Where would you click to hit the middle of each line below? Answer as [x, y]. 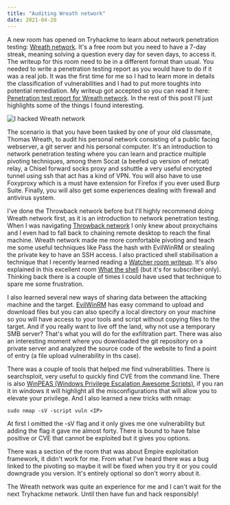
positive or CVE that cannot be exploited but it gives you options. [99, 438]
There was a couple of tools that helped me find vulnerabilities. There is [109, 369]
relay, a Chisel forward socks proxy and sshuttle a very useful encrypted [110, 168]
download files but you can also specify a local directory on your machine [112, 312]
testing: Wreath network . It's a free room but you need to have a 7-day [107, 47]
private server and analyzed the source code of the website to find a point [112, 348]
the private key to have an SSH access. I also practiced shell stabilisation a [113, 254]
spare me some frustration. [46, 284]
